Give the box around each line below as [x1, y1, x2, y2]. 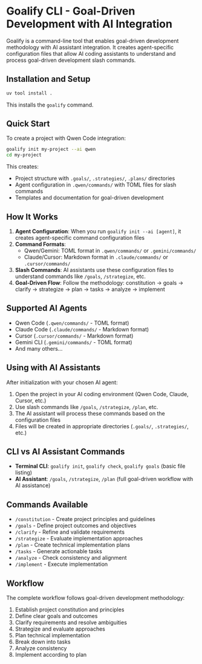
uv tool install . [6, 90, 53, 96]
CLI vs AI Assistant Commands [6, 447, 125, 457]
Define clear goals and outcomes [15, 613, 98, 620]
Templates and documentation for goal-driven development [15, 194, 164, 201]
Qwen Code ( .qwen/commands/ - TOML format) [15, 319, 129, 327]
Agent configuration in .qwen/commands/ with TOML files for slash [15, 181, 177, 188]
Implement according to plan [15, 651, 87, 659]
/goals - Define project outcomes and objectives [15, 522, 137, 530]
